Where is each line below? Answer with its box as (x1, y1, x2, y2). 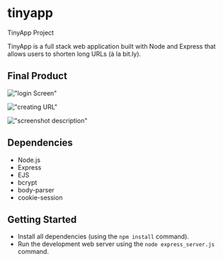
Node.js (17, 156, 41, 164)
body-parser (17, 185, 55, 194)
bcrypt (17, 178, 38, 187)
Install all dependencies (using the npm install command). (17, 232, 190, 241)
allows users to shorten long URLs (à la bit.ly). (7, 50, 142, 58)
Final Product (7, 70, 67, 82)
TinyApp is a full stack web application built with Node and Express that (7, 42, 216, 50)
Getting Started (7, 214, 77, 226)
